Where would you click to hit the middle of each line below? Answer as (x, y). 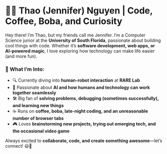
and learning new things (38, 106)
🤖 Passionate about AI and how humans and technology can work (81, 88)
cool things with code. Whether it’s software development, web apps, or (80, 45)
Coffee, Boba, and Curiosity (64, 21)
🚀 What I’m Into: (25, 69)
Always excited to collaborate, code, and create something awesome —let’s (84, 141)
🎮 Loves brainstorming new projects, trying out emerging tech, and (84, 124)
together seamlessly (34, 93)
